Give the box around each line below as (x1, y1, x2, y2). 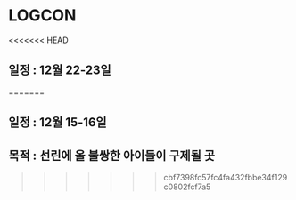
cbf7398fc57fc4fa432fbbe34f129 (163, 172, 288, 182)
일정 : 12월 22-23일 (8, 63, 112, 78)
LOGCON (8, 5, 77, 26)
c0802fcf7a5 (163, 181, 211, 192)
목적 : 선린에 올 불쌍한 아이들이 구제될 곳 (8, 148, 216, 163)
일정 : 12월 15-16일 (8, 115, 108, 130)
